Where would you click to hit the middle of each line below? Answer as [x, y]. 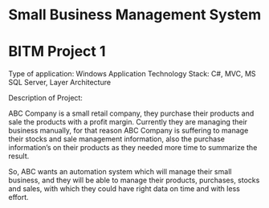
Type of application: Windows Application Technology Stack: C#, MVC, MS [132, 74]
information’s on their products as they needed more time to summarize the [133, 148]
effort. [19, 198]
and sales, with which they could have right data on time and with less [124, 189]
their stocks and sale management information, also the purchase [117, 139]
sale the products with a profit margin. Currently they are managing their [128, 122]
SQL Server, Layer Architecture [59, 83]
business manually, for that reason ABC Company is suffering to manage [128, 131]
